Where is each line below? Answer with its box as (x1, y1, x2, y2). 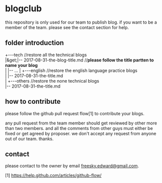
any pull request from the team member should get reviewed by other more (5, 120, 157, 126)
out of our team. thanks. (5, 136, 54, 142)
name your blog (5, 62, 38, 68)
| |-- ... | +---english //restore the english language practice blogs (5, 67, 137, 73)
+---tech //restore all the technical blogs (5, 52, 87, 58)
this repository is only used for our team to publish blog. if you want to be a (5, 19, 157, 25)
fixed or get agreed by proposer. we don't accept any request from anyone (5, 130, 157, 136)
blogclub (5, 3, 42, 14)
